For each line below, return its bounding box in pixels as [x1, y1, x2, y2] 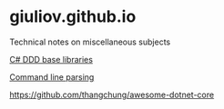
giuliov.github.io [9, 6, 137, 27]
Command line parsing [9, 71, 95, 83]
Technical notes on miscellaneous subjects [9, 36, 171, 47]
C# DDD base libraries [9, 54, 94, 64]
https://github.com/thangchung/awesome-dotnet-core [9, 89, 215, 100]
